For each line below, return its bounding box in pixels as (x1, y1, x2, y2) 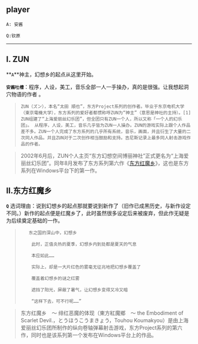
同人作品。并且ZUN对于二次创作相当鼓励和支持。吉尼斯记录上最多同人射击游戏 (25, 135, 187, 141)
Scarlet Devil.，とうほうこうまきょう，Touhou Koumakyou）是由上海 (20, 317, 189, 324)
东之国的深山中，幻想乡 (28, 230, 78, 236)
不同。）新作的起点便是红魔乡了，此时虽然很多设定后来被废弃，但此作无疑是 (6, 210, 190, 217)
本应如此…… (31, 253, 55, 259)
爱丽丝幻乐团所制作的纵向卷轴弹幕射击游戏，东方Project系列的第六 (20, 324, 183, 332)
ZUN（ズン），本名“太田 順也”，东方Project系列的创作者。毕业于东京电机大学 (20, 103, 184, 110)
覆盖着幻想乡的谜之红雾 (31, 276, 80, 282)
